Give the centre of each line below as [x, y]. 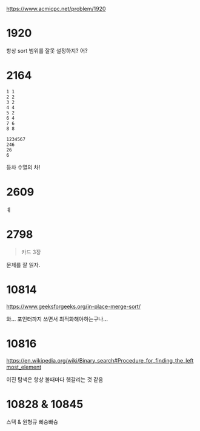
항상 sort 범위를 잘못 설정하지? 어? [47, 50]
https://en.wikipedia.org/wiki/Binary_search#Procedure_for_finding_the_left [100, 360]
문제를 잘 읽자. [23, 265]
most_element [24, 367]
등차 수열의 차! [23, 167]
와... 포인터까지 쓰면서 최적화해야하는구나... [57, 319]
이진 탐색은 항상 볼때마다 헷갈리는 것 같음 [55, 379]
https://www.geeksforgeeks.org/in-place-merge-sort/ [74, 306]
